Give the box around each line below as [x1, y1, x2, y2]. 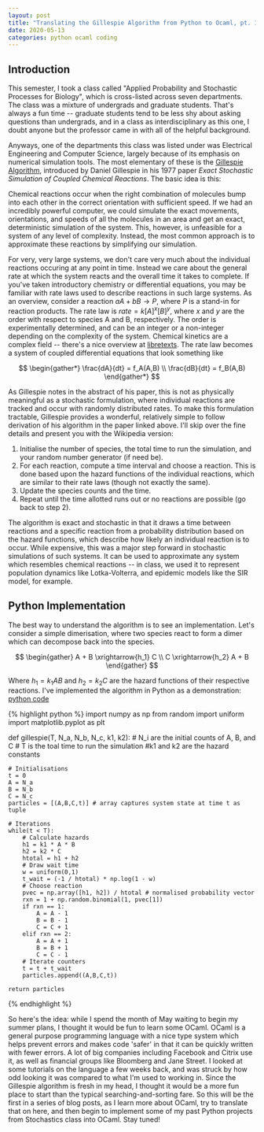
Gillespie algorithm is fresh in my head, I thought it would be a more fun [8, 1082, 240, 1091]
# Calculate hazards [22, 834, 90, 842]
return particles [8, 986, 65, 993]
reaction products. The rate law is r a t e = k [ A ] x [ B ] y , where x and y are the [8, 305, 245, 316]
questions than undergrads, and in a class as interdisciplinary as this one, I [8, 117, 250, 127]
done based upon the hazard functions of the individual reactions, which [19, 469, 255, 479]
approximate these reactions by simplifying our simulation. [8, 239, 198, 249]
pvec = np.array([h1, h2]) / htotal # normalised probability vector [22, 889, 255, 897]
